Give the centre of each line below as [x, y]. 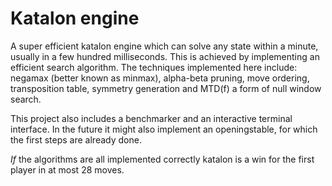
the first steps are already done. [76, 139]
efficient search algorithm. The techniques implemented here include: [154, 67]
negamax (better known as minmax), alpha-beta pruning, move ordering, [160, 78]
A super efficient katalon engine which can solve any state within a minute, [164, 46]
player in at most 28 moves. [67, 169]
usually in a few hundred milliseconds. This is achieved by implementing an [165, 56]
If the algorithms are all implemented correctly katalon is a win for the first [162, 159]
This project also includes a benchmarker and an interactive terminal [151, 118]
